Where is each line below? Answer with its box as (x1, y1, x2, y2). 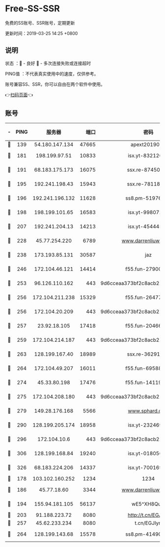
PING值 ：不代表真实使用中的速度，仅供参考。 (5, 71, 99, 76)
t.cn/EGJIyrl (135, 519, 162, 526)
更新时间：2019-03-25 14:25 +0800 (5, 30, 78, 36)
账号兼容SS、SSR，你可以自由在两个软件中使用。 (5, 81, 105, 87)
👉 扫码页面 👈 (5, 92, 33, 98)
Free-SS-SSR (5, 3, 60, 14)
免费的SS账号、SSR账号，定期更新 (5, 20, 75, 26)
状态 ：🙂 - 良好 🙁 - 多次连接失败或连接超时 (5, 60, 91, 66)
